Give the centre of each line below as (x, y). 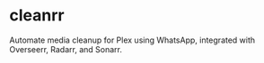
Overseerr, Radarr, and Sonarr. (66, 49)
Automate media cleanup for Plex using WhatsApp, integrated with (132, 40)
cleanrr (37, 16)
